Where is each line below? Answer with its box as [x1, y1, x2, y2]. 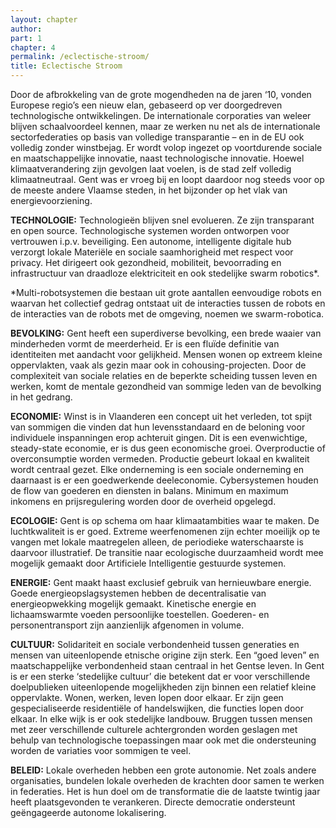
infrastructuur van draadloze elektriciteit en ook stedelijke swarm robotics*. [10, 267, 320, 279]
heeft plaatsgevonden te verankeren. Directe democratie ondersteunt [10, 796, 296, 808]
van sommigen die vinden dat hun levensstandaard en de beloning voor [10, 421, 306, 433]
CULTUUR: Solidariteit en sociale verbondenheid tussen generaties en [10, 639, 300, 650]
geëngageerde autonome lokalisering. [10, 807, 167, 818]
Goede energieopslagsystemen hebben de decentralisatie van [10, 587, 267, 599]
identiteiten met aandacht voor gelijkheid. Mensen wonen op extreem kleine [10, 349, 323, 360]
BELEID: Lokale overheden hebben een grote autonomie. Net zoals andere [10, 764, 317, 776]
